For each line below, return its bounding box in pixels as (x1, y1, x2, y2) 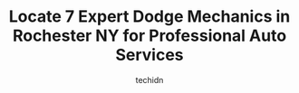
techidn (135, 74, 164, 85)
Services (114, 45, 185, 65)
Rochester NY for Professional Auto (12, 25, 287, 46)
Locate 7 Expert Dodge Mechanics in (8, 6, 291, 27)
